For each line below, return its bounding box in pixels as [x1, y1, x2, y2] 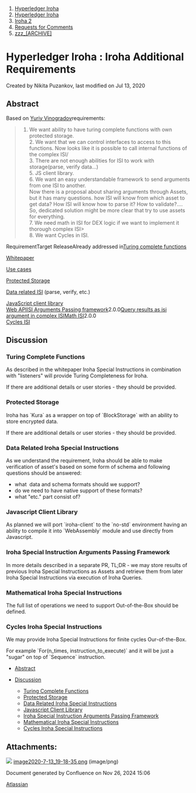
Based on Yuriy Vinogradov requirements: [6, 114, 105, 122]
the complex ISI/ [29, 150, 69, 157]
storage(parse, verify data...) [29, 163, 98, 170]
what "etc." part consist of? [14, 493, 81, 500]
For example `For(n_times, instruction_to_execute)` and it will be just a [6, 647, 174, 654]
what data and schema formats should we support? [14, 481, 140, 488]
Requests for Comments [14, 23, 73, 30]
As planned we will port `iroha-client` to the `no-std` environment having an [6, 521, 187, 528]
